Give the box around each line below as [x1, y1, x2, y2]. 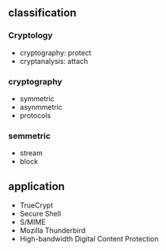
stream [19, 148, 43, 158]
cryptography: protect [19, 47, 92, 58]
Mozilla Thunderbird [19, 226, 85, 235]
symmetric [19, 94, 55, 103]
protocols [19, 111, 51, 120]
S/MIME [19, 217, 46, 227]
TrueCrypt [19, 200, 54, 210]
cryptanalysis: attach [19, 56, 89, 66]
